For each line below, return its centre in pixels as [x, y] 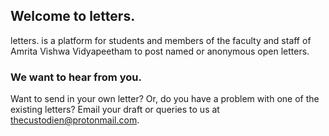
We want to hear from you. [76, 77]
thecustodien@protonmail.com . [75, 120]
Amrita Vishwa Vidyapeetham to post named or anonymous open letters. [160, 51]
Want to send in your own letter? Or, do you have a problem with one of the [165, 99]
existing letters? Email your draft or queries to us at [115, 110]
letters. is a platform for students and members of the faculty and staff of [161, 40]
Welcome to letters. [73, 16]
